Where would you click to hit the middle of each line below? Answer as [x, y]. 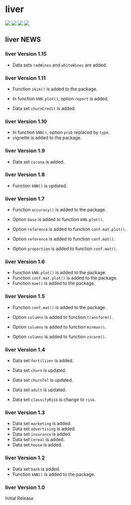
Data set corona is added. [38, 161]
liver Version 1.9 [25, 151]
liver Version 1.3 [25, 412]
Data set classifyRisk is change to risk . [54, 399]
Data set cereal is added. [38, 440]
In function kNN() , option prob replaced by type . [61, 132]
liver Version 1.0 [25, 487]
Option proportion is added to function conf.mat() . [65, 249]
